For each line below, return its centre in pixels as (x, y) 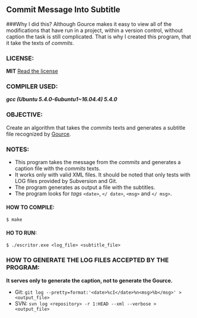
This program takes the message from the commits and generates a (98, 162)
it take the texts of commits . (40, 43)
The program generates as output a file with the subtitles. (85, 187)
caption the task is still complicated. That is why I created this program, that (99, 36)
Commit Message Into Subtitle (63, 10)
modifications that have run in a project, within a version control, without (94, 30)
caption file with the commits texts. (58, 168)
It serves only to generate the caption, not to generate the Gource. (90, 280)
